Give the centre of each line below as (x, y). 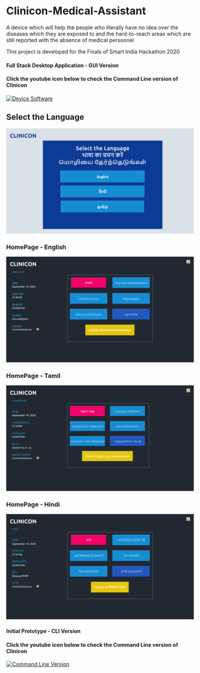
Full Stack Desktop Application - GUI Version (62, 65)
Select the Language (45, 117)
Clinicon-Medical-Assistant (76, 11)
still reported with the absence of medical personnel (70, 40)
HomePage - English (36, 247)
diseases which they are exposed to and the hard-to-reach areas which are (99, 33)
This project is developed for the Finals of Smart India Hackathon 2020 (93, 51)
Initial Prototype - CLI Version (43, 631)
